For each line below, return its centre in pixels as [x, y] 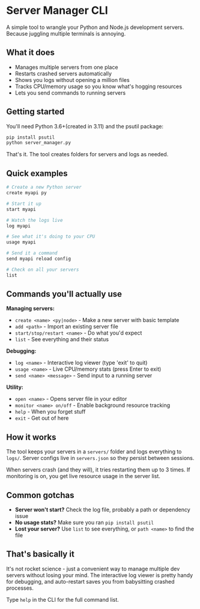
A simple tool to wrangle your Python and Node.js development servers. [95, 27]
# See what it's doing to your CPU [51, 237]
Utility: [15, 387]
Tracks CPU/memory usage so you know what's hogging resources [98, 86]
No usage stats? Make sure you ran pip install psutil [84, 523]
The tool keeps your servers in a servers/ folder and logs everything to [94, 452]
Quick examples [37, 173]
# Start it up [24, 204]
